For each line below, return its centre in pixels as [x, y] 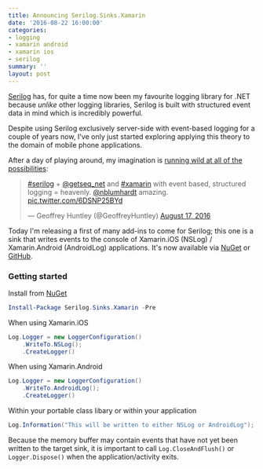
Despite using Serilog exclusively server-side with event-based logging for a [131, 128]
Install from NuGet [38, 293]
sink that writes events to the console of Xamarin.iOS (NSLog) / [110, 239]
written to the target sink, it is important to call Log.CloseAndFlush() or [121, 448]
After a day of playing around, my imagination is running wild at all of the [125, 160]
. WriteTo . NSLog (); [52, 344]
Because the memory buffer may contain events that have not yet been [123, 440]
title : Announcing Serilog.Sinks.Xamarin [77, 15]
